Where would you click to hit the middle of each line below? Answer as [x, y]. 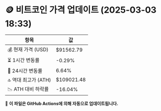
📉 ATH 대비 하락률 [28, 89]
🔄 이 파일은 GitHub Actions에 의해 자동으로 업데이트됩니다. [62, 103]
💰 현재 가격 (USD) [28, 49]
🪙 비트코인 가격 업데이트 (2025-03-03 [81, 10]
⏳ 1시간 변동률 [24, 60]
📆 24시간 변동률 [25, 71]
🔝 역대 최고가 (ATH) [29, 80]
